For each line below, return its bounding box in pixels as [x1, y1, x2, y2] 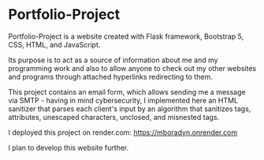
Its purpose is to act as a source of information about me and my [8, 55, 218, 65]
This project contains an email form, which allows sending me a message [8, 87, 246, 96]
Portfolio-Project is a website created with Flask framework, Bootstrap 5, [8, 32, 244, 41]
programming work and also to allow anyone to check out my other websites [8, 63, 257, 73]
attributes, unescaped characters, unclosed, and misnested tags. [8, 112, 220, 121]
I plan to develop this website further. [8, 143, 129, 152]
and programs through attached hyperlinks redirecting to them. [8, 72, 213, 81]
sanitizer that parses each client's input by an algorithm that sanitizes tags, [8, 104, 251, 113]
